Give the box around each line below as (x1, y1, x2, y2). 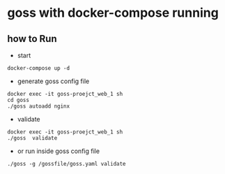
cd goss (7, 96, 30, 103)
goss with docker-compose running (7, 5, 219, 21)
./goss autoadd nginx (7, 103, 70, 110)
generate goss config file (17, 77, 90, 85)
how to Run (7, 33, 57, 45)
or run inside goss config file (17, 147, 100, 155)
